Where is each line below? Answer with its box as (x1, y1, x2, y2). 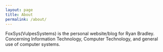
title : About (5, 12, 33, 17)
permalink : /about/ (5, 17, 47, 22)
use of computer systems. (5, 41, 60, 47)
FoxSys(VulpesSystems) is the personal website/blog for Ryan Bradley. (5, 31, 155, 37)
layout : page (5, 7, 33, 13)
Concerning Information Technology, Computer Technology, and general (5, 36, 158, 42)
